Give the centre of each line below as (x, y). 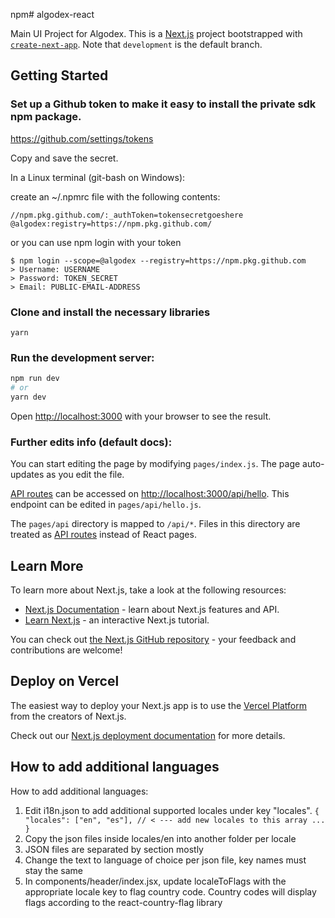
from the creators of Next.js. (68, 716)
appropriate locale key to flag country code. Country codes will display (170, 891)
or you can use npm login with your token (96, 242)
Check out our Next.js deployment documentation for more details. (148, 735)
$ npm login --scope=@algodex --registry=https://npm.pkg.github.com (158, 260)
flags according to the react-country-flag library (123, 902)
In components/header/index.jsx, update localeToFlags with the (155, 881)
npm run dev (35, 379)
